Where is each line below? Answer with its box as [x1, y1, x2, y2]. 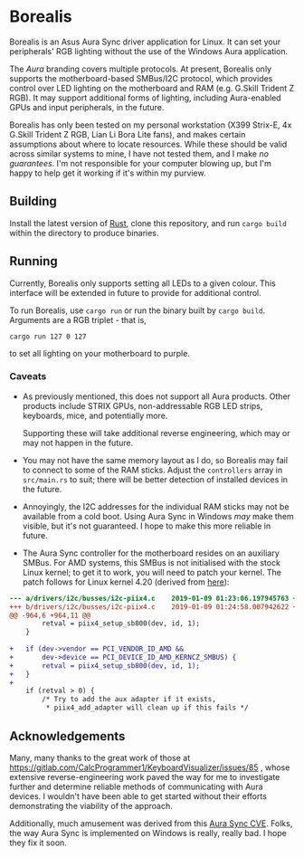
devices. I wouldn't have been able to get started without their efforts [9, 790, 267, 802]
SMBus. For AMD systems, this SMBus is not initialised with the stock [22, 557, 280, 567]
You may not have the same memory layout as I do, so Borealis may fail [22, 454, 288, 465]
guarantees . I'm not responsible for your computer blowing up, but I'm [9, 157, 271, 168]
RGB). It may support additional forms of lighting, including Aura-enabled [9, 92, 282, 103]
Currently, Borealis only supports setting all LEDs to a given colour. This [9, 278, 276, 289]
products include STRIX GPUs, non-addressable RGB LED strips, [22, 400, 263, 411]
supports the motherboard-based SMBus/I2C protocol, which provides [9, 72, 273, 83]
